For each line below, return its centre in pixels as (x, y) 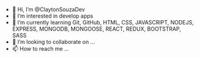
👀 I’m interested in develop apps (53, 16)
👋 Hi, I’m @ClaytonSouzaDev (49, 9)
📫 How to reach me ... (40, 49)
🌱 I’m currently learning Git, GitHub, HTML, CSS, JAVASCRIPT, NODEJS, (103, 22)
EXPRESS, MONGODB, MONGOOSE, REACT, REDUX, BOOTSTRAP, (97, 29)
